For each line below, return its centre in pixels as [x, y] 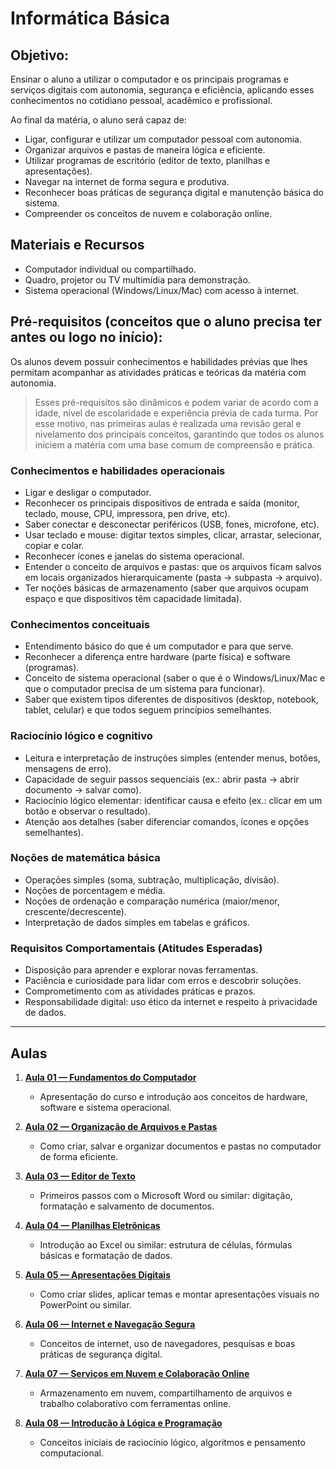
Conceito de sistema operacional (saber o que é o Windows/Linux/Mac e [175, 678]
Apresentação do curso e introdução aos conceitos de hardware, [173, 1096]
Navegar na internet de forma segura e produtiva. [127, 181]
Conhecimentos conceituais [80, 624]
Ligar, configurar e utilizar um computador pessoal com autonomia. [163, 139]
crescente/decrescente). [75, 911]
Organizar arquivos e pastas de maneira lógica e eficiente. [145, 150]
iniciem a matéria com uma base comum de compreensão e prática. [174, 444]
